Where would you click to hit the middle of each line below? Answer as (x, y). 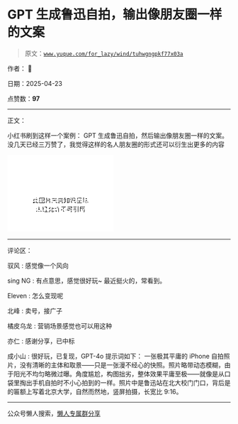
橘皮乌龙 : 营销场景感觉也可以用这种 (59, 326)
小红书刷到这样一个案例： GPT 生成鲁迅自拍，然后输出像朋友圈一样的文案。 (118, 135)
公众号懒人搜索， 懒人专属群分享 (54, 413)
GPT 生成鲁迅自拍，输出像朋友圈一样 (115, 15)
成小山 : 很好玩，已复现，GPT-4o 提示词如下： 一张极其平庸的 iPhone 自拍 (116, 356)
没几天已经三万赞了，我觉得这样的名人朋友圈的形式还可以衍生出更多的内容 (116, 144)
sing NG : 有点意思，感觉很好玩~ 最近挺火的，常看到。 (87, 281)
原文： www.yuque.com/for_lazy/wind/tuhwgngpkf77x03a (104, 53)
